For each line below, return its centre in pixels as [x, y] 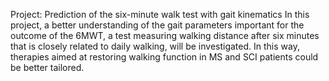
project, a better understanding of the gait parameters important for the [157, 25]
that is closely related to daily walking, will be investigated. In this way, [155, 46]
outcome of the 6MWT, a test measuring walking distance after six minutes [165, 35]
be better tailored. [47, 67]
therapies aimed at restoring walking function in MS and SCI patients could [164, 57]
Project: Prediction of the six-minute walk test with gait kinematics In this [160, 14]
